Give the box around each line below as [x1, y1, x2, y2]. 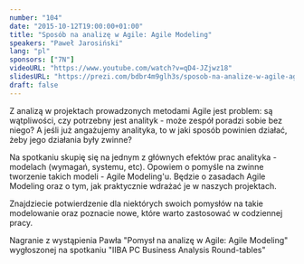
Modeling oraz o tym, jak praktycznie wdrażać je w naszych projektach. [9, 180, 278, 191]
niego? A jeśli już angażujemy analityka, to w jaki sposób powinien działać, [9, 124, 288, 136]
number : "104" [9, 13, 63, 23]
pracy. [9, 217, 33, 228]
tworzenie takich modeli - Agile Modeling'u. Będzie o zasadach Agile [9, 171, 266, 182]
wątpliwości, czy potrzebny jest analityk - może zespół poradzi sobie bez [9, 115, 283, 126]
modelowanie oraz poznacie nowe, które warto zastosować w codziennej [9, 207, 283, 218]
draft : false [9, 80, 59, 90]
